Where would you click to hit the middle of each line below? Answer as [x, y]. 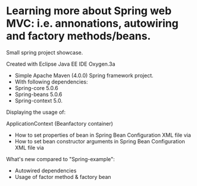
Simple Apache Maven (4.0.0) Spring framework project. [84, 75]
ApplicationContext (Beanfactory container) [60, 123]
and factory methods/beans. [79, 36]
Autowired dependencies [46, 171]
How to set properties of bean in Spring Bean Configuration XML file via [103, 135]
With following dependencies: [51, 82]
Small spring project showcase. [45, 52]
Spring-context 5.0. [38, 100]
